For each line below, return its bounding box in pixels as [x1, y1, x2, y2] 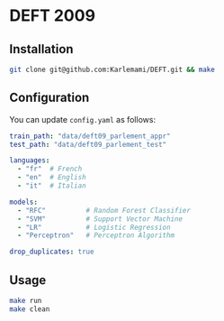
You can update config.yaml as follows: [9, 114, 156, 124]
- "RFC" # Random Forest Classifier [17, 206, 192, 215]
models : [9, 197, 39, 206]
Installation [9, 41, 74, 57]
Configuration [9, 90, 90, 105]
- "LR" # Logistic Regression [17, 223, 171, 232]
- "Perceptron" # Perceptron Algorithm [17, 231, 175, 240]
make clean [9, 304, 50, 314]
